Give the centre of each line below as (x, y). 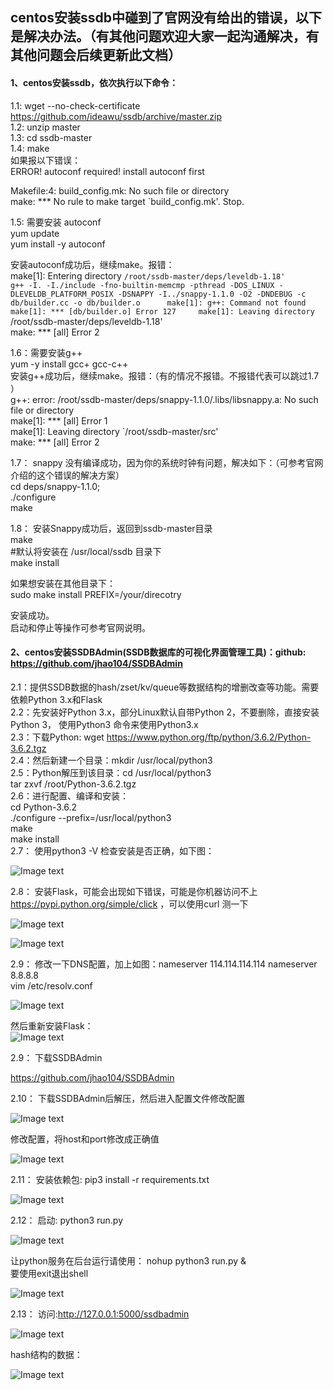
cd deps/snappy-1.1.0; (55, 486)
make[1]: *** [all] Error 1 (59, 420)
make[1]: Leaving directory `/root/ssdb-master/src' (114, 431)
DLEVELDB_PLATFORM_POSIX (62, 294)
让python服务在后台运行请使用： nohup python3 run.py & (128, 1260)
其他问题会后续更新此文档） (96, 55)
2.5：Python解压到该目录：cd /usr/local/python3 (111, 772)
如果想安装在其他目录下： (63, 583)
